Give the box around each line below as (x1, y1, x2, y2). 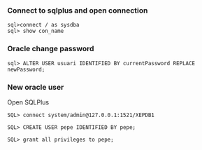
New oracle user (7, 82, 64, 92)
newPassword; (7, 66, 45, 73)
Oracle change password (7, 44, 94, 54)
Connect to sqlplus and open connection (7, 6, 148, 15)
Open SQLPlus (7, 97, 50, 107)
